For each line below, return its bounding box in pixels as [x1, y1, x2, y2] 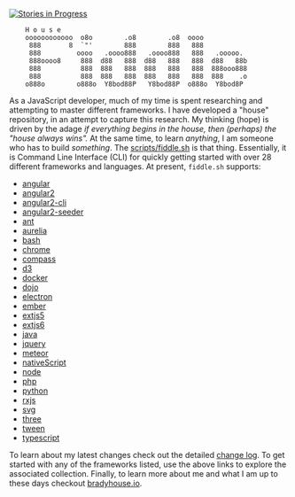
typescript [21, 432, 60, 443]
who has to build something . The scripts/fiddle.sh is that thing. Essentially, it [9, 143, 287, 152]
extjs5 [21, 310, 45, 321]
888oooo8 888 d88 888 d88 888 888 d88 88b [28, 57, 248, 66]
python [21, 385, 49, 396]
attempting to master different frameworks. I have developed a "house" [9, 105, 269, 115]
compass [21, 253, 56, 264]
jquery [21, 338, 46, 349]
